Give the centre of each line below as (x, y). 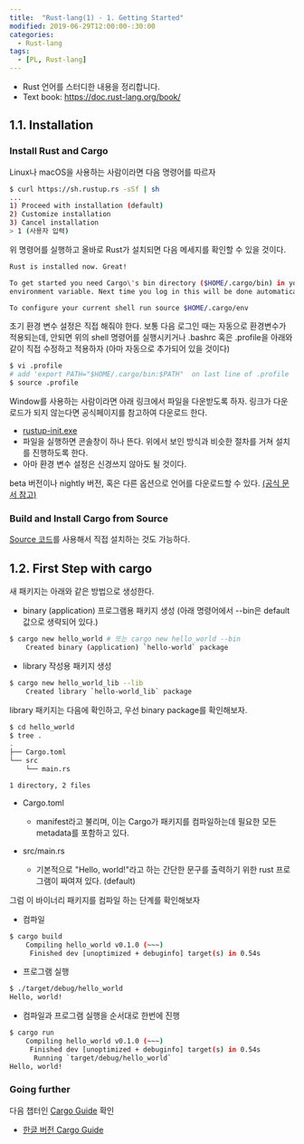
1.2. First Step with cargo (81, 568)
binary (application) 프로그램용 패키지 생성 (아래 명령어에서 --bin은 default (156, 611)
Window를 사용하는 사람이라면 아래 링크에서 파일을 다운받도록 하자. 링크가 (140, 401)
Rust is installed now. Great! (68, 267)
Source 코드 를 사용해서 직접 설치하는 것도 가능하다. (100, 539)
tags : (19, 52)
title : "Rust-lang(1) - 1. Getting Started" (96, 18)
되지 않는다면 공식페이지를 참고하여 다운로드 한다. (120, 413)
